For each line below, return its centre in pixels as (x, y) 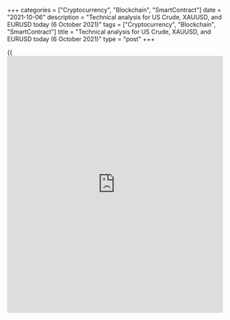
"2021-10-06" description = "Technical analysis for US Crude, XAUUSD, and (115, 17)
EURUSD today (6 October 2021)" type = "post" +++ (81, 39)
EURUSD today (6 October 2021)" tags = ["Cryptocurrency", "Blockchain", (111, 24)
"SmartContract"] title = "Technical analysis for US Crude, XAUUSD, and (109, 32)
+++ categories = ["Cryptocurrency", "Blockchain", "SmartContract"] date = (114, 10)
